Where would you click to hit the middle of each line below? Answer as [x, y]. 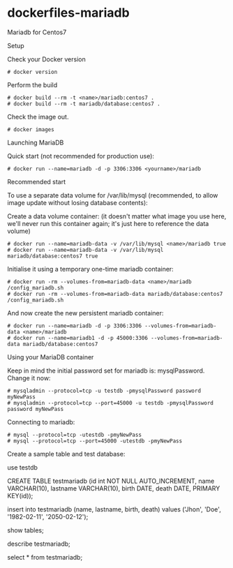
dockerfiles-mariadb [69, 13]
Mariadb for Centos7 [37, 32]
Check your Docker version [46, 59]
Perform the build [32, 84]
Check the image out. [38, 117]
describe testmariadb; [39, 544]
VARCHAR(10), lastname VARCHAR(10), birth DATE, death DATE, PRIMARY [114, 488]
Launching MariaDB [36, 142]
